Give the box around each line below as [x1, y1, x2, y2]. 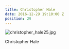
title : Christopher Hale [5, 7, 55, 12]
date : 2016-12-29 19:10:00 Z [5, 12, 64, 16]
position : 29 [5, 16, 32, 21]
